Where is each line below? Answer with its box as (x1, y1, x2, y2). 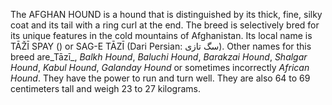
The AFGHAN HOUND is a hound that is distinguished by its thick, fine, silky (10, 9, 323, 20)
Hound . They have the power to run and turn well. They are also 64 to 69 (10, 72, 311, 84)
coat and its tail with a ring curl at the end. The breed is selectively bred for (10, 19, 320, 31)
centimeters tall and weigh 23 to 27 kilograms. (10, 83, 202, 94)
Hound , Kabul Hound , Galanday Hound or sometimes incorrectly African (10, 62, 310, 73)
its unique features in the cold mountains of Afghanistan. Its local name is (10, 30, 313, 41)
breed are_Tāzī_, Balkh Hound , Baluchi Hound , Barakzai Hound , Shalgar (10, 51, 308, 63)
